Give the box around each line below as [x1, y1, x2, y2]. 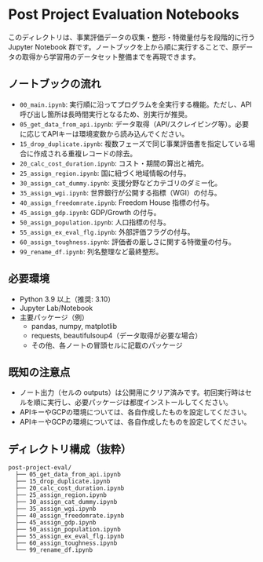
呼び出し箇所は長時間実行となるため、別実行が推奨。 [19, 109, 192, 119]
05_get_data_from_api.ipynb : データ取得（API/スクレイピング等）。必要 [19, 119, 250, 129]
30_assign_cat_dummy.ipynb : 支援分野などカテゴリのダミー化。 [19, 178, 222, 188]
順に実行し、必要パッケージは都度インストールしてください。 [33, 398, 233, 407]
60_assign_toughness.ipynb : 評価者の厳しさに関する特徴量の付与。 [19, 237, 236, 246]
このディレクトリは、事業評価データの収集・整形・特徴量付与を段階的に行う [8, 32, 256, 42]
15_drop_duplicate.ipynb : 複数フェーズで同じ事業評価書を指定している [19, 139, 249, 148]
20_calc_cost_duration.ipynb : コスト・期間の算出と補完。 [19, 159, 209, 168]
